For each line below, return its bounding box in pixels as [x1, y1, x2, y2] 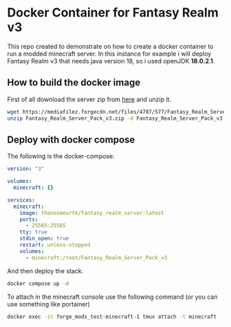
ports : [19, 215, 38, 223]
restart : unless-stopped [19, 242, 91, 249]
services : [7, 196, 36, 204]
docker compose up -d [7, 280, 69, 287]
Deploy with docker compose [7, 134, 135, 145]
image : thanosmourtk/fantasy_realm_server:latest [19, 209, 165, 216]
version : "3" [7, 165, 45, 173]
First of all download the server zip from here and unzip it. [7, 95, 172, 103]
